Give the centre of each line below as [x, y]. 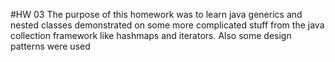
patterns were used [50, 46]
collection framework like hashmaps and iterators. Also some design [151, 35]
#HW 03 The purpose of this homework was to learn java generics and [156, 14]
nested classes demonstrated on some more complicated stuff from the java [167, 25]
